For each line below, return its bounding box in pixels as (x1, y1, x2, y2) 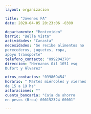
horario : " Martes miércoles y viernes (5, 79, 87, 84)
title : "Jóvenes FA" (5, 16, 47, 21)
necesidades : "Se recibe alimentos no (5, 43, 84, 48)
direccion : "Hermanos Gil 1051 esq (5, 61, 78, 66)
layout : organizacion (5, 7, 49, 12)
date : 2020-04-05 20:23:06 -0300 (5, 21, 73, 25)
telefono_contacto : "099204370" (5, 57, 71, 62)
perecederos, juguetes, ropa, (5, 47, 67, 52)
